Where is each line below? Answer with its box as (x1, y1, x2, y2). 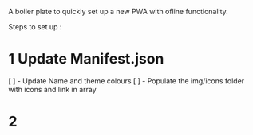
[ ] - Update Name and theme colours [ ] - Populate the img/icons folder (8, 75, 245, 86)
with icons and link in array (8, 84, 97, 94)
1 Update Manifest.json (8, 50, 164, 68)
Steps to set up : (8, 22, 62, 31)
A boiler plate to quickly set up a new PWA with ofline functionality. (8, 7, 229, 16)
